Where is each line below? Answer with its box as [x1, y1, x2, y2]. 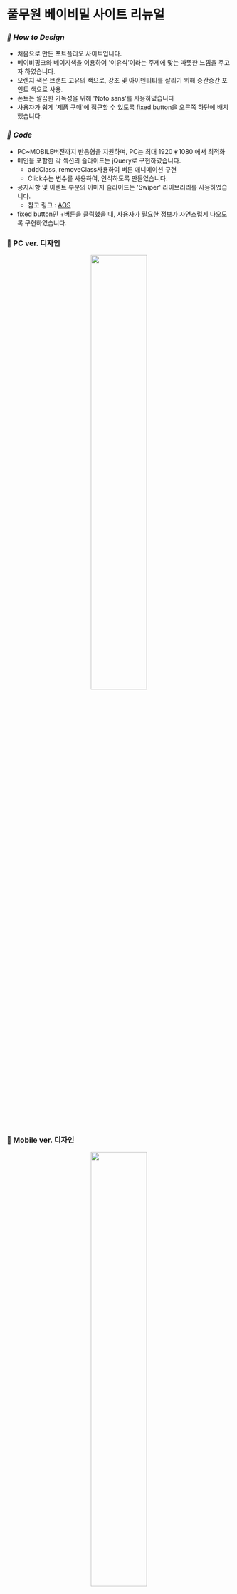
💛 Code [6, 130, 33, 140]
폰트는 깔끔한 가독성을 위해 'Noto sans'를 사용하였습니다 [16, 94, 175, 103]
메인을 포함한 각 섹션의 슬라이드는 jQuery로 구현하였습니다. [16, 156, 181, 165]
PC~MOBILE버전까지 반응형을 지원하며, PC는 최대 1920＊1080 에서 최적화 [16, 147, 226, 155]
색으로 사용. [30, 85, 63, 93]
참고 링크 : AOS [27, 200, 71, 209]
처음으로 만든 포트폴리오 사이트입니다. [16, 49, 122, 58]
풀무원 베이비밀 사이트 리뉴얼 [6, 6, 165, 23]
